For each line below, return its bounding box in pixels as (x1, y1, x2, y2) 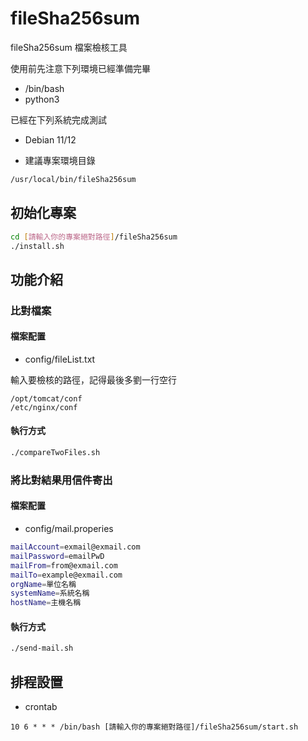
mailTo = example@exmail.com (10, 570, 123, 580)
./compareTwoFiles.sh (10, 448, 101, 458)
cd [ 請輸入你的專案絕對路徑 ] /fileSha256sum (10, 232, 178, 242)
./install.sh (10, 241, 65, 251)
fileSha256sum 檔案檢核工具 (10, 41, 128, 53)
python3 (24, 93, 60, 105)
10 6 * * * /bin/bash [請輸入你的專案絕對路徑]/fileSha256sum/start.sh (10, 722, 299, 732)
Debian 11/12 (24, 133, 77, 146)
